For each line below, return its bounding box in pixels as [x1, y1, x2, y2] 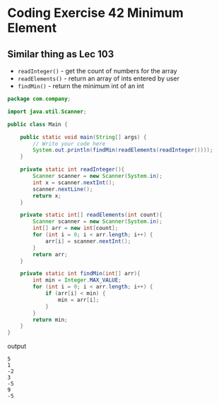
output [7, 342, 27, 351]
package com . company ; [7, 95, 71, 102]
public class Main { [7, 121, 69, 128]
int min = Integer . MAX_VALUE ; [32, 277, 122, 284]
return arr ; [32, 250, 69, 258]
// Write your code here [32, 140, 106, 147]
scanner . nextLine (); [32, 186, 93, 193]
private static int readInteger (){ [20, 166, 125, 174]
